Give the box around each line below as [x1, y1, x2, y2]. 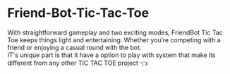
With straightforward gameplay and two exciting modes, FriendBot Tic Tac [7, 28, 224, 37]
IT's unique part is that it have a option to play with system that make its [7, 51, 216, 59]
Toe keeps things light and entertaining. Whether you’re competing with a [7, 35, 221, 44]
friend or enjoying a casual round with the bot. [7, 43, 142, 51]
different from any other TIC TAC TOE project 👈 [7, 58, 148, 67]
